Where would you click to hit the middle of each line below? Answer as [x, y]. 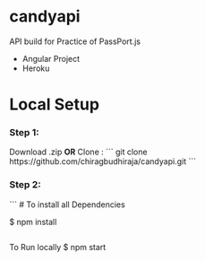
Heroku [36, 68]
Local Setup [55, 104]
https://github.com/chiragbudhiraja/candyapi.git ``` [103, 161]
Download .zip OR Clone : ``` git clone [78, 152]
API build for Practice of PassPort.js [75, 41]
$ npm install [33, 222]
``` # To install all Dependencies [67, 204]
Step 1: [24, 133]
